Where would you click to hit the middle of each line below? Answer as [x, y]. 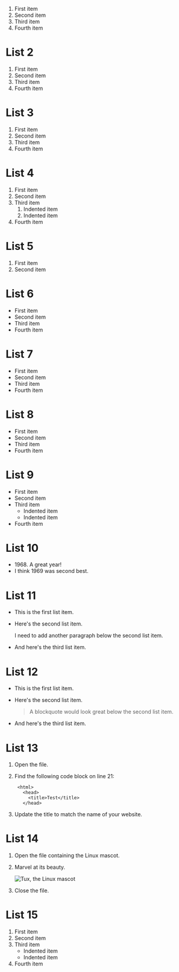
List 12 [22, 672]
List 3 [20, 113]
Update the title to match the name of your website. [78, 814]
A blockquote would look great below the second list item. [101, 712]
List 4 [20, 173]
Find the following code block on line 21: [64, 776]
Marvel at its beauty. [40, 867]
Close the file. [32, 890]
